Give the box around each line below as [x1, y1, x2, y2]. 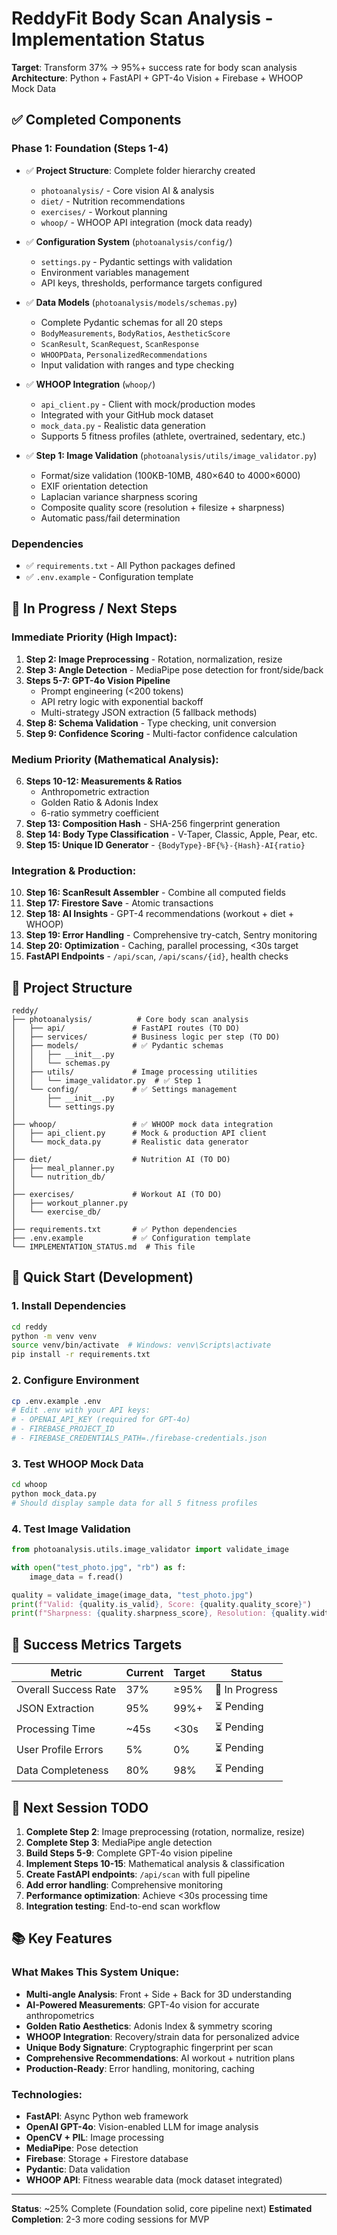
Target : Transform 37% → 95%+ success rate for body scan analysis [11, 61, 298, 73]
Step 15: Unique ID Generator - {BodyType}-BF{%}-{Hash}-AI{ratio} [25, 838, 306, 851]
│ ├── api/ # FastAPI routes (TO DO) [11, 1023, 241, 1034]
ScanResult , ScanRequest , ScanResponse [40, 337, 199, 349]
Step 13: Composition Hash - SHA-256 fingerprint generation [25, 817, 281, 829]
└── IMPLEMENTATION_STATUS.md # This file [11, 1242, 196, 1252]
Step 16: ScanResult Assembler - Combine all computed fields [25, 887, 286, 899]
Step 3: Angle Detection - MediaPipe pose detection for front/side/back [25, 663, 324, 676]
